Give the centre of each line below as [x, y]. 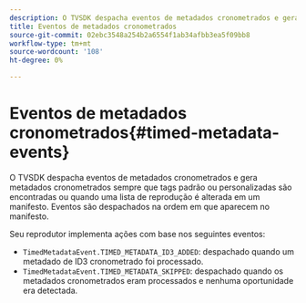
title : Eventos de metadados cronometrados [93, 26]
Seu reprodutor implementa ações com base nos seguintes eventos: [138, 234]
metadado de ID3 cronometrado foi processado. [113, 261]
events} [40, 152]
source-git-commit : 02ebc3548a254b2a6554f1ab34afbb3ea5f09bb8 [130, 35]
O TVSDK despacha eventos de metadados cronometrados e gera [133, 177]
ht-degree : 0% [36, 60]
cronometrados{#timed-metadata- [144, 133]
